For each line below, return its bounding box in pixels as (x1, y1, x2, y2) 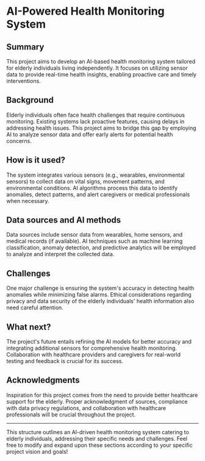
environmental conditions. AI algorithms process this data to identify (6, 184, 178, 191)
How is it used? (6, 155, 66, 166)
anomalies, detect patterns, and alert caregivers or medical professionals (6, 191, 190, 198)
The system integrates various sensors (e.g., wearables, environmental (6, 171, 185, 179)
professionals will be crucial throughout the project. (6, 411, 136, 418)
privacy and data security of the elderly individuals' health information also (6, 298, 195, 305)
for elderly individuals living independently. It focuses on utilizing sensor (6, 64, 188, 72)
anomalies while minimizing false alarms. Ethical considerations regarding (6, 291, 192, 298)
